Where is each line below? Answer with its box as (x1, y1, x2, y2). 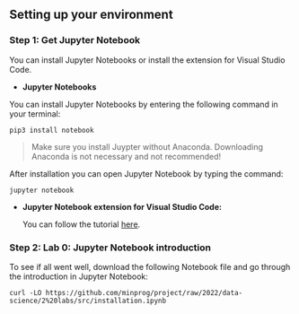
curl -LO (9, 288, 42, 297)
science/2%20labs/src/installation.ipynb (9, 296, 167, 305)
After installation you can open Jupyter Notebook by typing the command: (9, 168, 284, 179)
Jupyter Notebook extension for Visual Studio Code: (22, 201, 223, 212)
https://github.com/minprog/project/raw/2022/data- (45, 288, 243, 297)
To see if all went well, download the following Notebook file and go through (9, 261, 291, 272)
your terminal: (9, 108, 61, 119)
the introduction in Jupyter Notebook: (9, 271, 148, 282)
